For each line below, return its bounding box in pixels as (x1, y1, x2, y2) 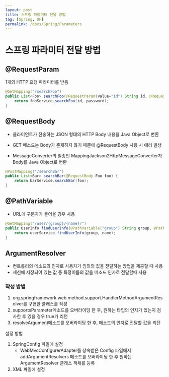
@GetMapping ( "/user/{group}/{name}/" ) (5, 221, 87, 226)
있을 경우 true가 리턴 (27, 313, 68, 320)
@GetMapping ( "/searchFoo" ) (5, 89, 62, 94)
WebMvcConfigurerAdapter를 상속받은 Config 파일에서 (20, 347, 132, 353)
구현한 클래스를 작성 (28, 301, 68, 307)
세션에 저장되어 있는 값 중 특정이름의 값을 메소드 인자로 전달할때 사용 (12, 269, 147, 275)
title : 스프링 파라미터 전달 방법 (5, 12, 66, 17)
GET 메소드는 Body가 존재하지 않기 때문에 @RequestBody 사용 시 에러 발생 (12, 142, 162, 148)
